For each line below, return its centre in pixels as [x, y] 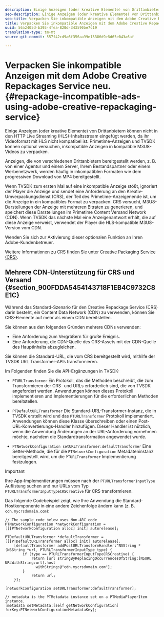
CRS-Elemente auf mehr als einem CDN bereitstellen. [59, 317]
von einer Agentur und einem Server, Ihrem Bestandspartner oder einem [78, 166]
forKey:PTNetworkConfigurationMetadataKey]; [51, 610]
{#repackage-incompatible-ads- [73, 97]
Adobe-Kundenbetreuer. [30, 242]
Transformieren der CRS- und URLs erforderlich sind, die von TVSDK [82, 386]
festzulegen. [25, 462]
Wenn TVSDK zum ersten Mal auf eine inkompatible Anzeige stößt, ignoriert [81, 186]
